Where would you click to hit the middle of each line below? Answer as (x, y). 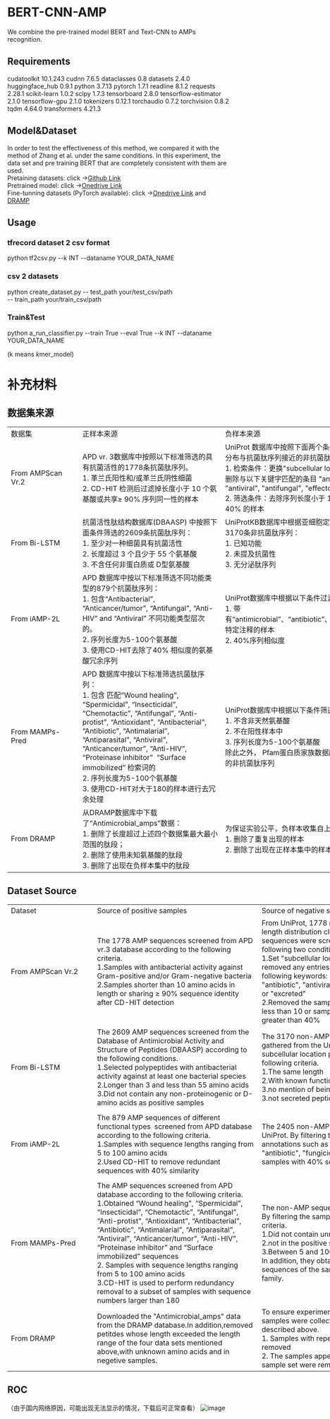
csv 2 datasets (33, 276)
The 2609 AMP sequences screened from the (173, 1032)
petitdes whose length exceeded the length (169, 1334)
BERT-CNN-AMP (57, 12)
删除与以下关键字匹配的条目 (271, 479)
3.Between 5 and (290, 1252)
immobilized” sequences (138, 1256)
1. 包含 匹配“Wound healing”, (130, 695)
